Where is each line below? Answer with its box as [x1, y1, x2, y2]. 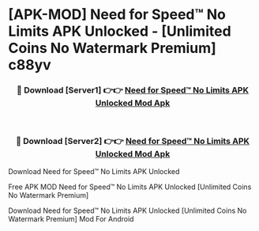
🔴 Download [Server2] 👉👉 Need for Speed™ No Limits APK [15, 136, 250, 147]
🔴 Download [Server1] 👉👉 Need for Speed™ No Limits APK [17, 85, 249, 96]
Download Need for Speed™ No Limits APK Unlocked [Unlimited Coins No [8, 206, 247, 215]
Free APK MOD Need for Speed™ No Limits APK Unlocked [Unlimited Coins [8, 182, 252, 191]
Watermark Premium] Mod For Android [8, 214, 134, 223]
